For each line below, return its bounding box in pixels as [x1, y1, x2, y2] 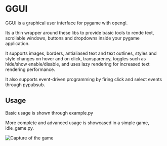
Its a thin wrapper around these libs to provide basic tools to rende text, [5, 29, 154, 35]
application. [5, 40, 30, 46]
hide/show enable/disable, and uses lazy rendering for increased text [5, 61, 150, 67]
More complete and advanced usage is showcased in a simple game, [5, 120, 149, 126]
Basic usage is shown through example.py [5, 109, 94, 116]
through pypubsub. [5, 82, 46, 88]
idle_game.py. [5, 125, 34, 131]
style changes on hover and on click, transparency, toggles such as [5, 55, 146, 61]
